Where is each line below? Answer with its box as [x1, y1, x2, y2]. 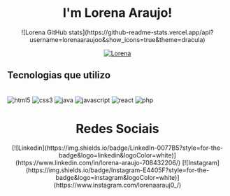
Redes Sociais [76, 120, 159, 136]
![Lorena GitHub [21, 28, 68, 36]
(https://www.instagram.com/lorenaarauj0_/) [53, 181, 182, 190]
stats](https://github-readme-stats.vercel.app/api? [69, 28, 214, 36]
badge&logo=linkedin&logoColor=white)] [58, 151, 177, 160]
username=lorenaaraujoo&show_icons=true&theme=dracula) [29, 35, 206, 43]
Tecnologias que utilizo [7, 69, 110, 81]
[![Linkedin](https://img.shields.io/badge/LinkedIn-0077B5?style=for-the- [11, 143, 224, 152]
